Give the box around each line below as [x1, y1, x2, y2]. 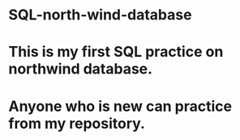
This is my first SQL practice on [8, 43, 224, 62]
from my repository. [8, 114, 146, 133]
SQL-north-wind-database [8, 6, 192, 24]
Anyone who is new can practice [8, 97, 233, 115]
